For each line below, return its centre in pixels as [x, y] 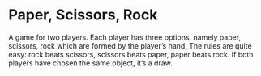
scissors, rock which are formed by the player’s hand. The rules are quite [130, 45]
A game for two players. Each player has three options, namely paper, [125, 37]
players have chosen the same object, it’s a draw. [90, 63]
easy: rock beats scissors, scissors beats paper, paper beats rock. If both [131, 54]
